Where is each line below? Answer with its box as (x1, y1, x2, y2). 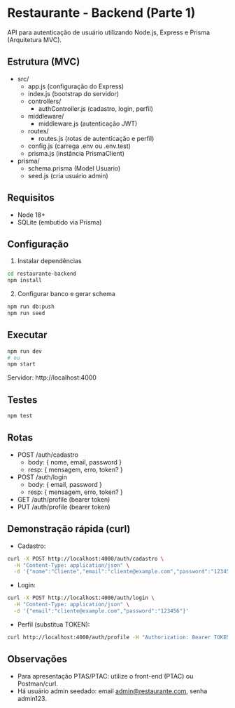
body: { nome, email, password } (27, 457, 122, 466)
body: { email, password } (27, 480, 103, 488)
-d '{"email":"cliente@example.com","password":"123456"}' (13, 608, 190, 615)
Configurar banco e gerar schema (17, 290, 115, 298)
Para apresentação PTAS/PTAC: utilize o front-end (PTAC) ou (17, 672, 194, 680)
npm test (7, 413, 33, 420)
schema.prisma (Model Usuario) (27, 163, 121, 173)
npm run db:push (7, 303, 55, 310)
